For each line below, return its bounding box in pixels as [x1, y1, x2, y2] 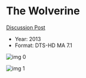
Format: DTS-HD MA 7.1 [14, 42, 72, 49]
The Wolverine [6, 4, 80, 18]
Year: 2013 [14, 35, 42, 42]
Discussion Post [6, 24, 46, 31]
